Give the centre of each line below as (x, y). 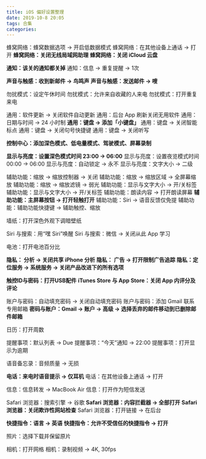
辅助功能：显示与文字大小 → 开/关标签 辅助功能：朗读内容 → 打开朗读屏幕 (100, 192)
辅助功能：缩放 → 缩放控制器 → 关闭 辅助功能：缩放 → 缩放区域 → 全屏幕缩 (101, 177)
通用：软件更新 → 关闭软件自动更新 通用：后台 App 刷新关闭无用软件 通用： (102, 115)
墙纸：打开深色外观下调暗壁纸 (44, 221)
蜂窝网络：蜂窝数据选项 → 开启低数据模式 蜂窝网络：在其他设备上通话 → (98, 47)
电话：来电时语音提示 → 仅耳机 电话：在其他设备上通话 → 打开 (85, 376)
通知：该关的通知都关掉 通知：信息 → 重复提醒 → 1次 (73, 68)
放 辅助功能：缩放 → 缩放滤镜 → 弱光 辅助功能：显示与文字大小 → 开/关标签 (102, 185)
